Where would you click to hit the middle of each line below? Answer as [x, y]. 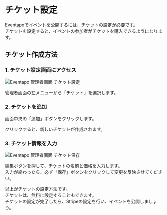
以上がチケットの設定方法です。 [38, 189]
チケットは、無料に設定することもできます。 [51, 195]
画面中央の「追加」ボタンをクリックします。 [51, 118]
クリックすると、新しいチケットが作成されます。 [55, 129]
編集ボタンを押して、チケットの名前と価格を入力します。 [64, 166]
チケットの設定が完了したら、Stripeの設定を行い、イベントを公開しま [77, 201]
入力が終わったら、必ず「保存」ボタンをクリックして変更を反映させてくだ [82, 172]
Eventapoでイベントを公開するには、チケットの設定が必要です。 [72, 25]
